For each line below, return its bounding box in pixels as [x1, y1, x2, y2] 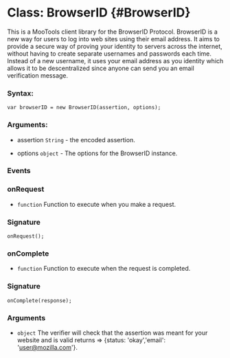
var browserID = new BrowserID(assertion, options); [7, 104, 161, 111]
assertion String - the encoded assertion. [16, 135, 135, 144]
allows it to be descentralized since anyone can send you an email [7, 64, 194, 72]
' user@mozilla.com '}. [16, 343, 78, 351]
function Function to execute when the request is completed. [16, 265, 191, 273]
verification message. [7, 71, 69, 80]
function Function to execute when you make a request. [16, 200, 176, 208]
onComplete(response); [7, 297, 72, 304]
